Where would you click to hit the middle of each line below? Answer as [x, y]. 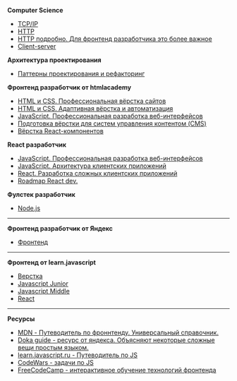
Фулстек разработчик [41, 194]
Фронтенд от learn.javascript [52, 262]
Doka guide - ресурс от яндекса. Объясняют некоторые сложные [116, 340]
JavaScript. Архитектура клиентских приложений [92, 166]
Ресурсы [21, 319]
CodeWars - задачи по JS [55, 362]
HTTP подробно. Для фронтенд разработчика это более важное [115, 39]
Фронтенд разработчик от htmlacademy [69, 87]
